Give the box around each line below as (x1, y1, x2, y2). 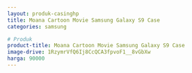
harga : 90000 (7, 55, 45, 63)
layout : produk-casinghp (7, 10, 79, 17)
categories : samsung (7, 23, 67, 30)
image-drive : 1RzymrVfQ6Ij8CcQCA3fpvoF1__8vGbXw (7, 49, 151, 56)
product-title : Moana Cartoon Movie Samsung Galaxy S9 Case (7, 42, 186, 49)
